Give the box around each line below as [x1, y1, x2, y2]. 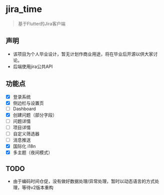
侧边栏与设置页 [12, 100, 44, 106]
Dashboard [12, 105, 36, 111]
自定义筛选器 [12, 130, 39, 136]
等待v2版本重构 [21, 184, 54, 190]
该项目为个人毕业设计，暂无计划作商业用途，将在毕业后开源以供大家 [12, 51, 153, 57]
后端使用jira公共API [12, 63, 53, 69]
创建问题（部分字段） [12, 111, 57, 118]
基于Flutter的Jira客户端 [17, 20, 65, 26]
